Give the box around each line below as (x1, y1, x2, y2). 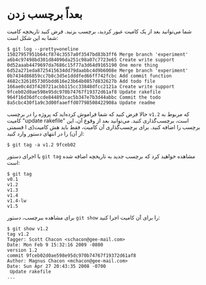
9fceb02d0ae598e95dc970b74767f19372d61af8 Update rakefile (7, 89, 161, 95)
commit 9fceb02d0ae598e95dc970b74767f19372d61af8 (7, 253, 137, 259)
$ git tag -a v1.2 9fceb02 (7, 142, 76, 148)
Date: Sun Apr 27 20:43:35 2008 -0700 (7, 263, 106, 269)
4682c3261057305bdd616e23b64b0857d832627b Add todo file (7, 78, 156, 84)
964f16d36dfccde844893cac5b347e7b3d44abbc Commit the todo (7, 94, 161, 101)
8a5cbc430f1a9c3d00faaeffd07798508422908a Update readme (7, 99, 156, 105)
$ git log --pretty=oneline (7, 46, 79, 52)
